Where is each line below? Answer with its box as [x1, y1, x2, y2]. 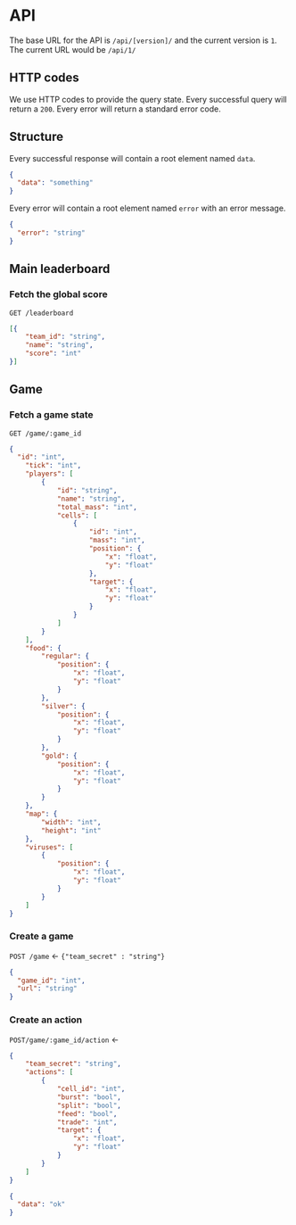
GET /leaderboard [9, 309, 74, 318]
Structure [9, 129, 64, 145]
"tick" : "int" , [25, 461, 82, 470]
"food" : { [25, 643, 62, 652]
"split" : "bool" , [56, 1101, 122, 1110]
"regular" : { [41, 652, 90, 661]
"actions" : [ [25, 1068, 74, 1077]
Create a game [9, 930, 74, 942]
